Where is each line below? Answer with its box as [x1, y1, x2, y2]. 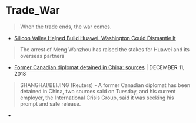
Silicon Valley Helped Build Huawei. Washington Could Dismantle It [14, 34, 176, 41]
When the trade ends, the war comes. [19, 23, 112, 30]
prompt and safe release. [19, 100, 81, 107]
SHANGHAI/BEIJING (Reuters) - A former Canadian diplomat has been [19, 81, 191, 89]
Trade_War [5, 4, 60, 17]
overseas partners [19, 52, 65, 59]
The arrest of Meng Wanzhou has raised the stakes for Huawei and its [19, 46, 190, 53]
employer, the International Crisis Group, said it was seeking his [19, 94, 174, 101]
